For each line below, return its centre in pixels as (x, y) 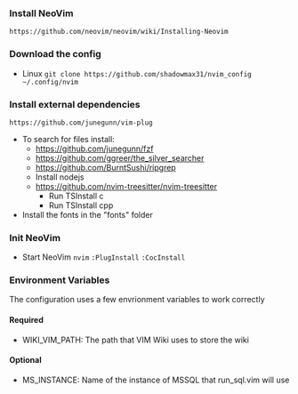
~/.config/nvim (50, 82)
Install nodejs (60, 177)
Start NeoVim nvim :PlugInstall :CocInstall (104, 257)
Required (27, 320)
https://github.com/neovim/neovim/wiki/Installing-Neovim (119, 32)
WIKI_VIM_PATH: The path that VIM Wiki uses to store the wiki (135, 340)
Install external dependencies (75, 104)
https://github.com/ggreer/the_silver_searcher (120, 157)
